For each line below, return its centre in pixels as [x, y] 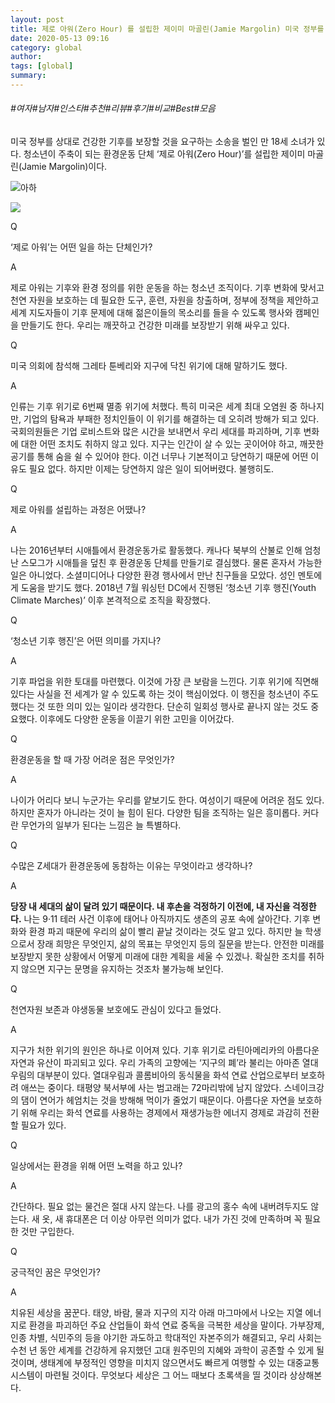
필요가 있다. [43, 1125]
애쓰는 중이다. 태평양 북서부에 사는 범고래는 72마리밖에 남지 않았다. [151, 1088]
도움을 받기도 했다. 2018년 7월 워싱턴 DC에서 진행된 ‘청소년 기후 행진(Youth [168, 588]
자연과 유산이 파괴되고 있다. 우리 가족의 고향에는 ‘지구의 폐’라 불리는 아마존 [155, 1063]
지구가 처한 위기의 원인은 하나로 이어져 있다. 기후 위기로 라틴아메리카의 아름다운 [165, 1050]
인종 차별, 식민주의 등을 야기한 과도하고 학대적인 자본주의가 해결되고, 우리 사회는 [166, 1338]
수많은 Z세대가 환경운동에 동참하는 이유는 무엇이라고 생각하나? [131, 866]
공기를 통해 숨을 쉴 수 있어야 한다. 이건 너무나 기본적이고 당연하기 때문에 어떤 [159, 457]
